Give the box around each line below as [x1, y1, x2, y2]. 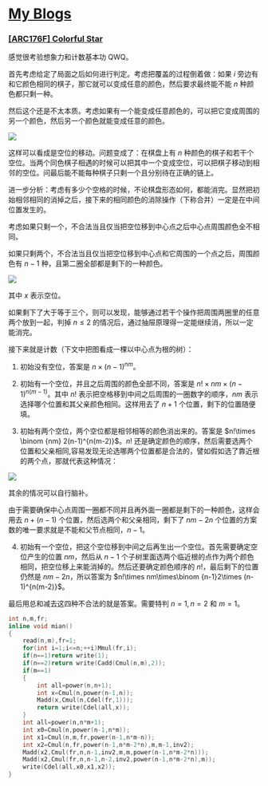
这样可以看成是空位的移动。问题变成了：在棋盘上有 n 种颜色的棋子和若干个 [8, 148, 254, 158]
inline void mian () [8, 622, 73, 630]
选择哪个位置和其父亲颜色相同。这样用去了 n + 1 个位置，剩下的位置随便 [19, 399, 256, 409]
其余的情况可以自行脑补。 [8, 488, 93, 497]
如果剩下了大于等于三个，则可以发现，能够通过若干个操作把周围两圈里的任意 [8, 308, 260, 318]
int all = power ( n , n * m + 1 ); [22, 719, 105, 727]
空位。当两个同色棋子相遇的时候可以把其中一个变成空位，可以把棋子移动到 [8, 158, 253, 168]
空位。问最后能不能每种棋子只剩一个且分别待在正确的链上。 [22, 168, 218, 178]
